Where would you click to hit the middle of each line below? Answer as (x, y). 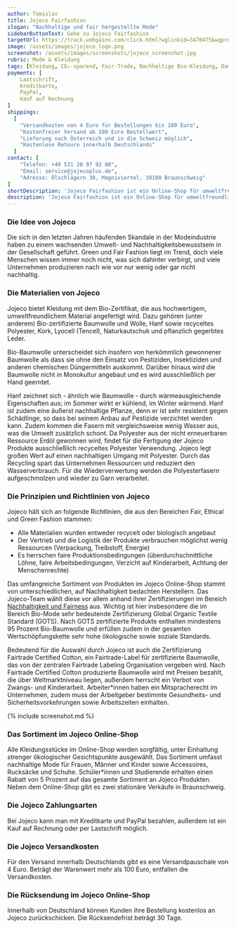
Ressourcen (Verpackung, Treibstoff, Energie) (84, 548)
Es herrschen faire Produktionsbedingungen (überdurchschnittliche (115, 555)
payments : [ (25, 73)
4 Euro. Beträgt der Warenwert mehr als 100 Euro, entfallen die (98, 869)
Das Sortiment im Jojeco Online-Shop (73, 734)
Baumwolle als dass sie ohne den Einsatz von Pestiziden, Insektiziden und (114, 359)
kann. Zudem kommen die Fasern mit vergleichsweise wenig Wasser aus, (113, 425)
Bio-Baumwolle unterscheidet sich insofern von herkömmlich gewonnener (114, 352)
